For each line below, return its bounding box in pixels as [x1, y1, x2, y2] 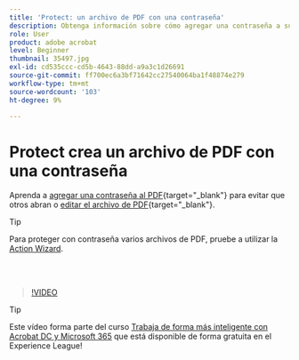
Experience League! [9, 340, 83, 351]
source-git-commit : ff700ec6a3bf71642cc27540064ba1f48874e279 [9, 71, 245, 80]
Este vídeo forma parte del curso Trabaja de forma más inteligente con [9, 322, 269, 332]
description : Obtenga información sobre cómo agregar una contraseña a [9, 21, 280, 30]
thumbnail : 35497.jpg [9, 54, 90, 63]
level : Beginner [9, 46, 69, 55]
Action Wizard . [9, 244, 64, 254]
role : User [9, 29, 50, 38]
